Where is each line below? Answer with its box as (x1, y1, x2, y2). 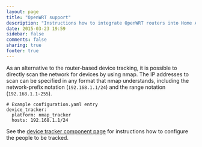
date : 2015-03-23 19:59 (6, 25, 66, 32)
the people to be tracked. (6, 134, 69, 141)
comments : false (6, 37, 47, 43)
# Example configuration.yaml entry (6, 101, 98, 107)
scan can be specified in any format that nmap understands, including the (6, 77, 189, 84)
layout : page (6, 8, 39, 15)
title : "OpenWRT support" (6, 14, 71, 20)
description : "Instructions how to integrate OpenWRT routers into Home (6, 20, 192, 26)
